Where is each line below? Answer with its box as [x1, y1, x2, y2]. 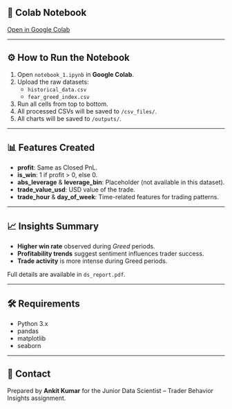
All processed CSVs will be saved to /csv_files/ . [17, 107, 157, 115]
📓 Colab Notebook [7, 7, 87, 19]
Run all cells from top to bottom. [17, 100, 108, 108]
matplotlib [17, 334, 46, 343]
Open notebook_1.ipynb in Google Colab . [17, 70, 135, 78]
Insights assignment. [7, 394, 66, 402]
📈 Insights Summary [7, 220, 99, 232]
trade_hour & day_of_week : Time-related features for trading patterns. [17, 193, 220, 201]
